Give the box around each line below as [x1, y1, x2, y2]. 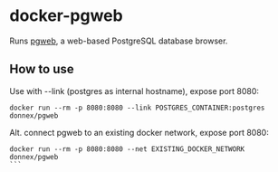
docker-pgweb [9, 5, 124, 26]
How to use [9, 62, 74, 77]
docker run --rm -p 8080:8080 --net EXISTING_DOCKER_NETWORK [9, 144, 245, 154]
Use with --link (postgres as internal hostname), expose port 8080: [9, 85, 260, 96]
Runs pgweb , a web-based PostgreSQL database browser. [9, 35, 228, 46]
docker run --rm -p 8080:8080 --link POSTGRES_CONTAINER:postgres [9, 103, 265, 112]
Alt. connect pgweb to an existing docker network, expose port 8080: [9, 127, 269, 138]
